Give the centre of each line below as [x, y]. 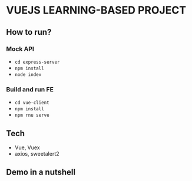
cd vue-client [32, 103]
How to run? [29, 32]
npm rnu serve [32, 116]
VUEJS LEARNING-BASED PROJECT [96, 10]
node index [28, 74]
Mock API [20, 49]
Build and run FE [30, 89]
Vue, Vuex [27, 147]
